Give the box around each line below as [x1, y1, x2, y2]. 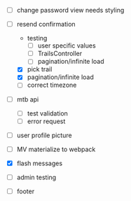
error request [27, 117, 66, 125]
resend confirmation [16, 20, 76, 29]
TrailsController [37, 49, 83, 58]
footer [16, 187, 35, 195]
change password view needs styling [16, 6, 125, 14]
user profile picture [16, 131, 72, 139]
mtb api [16, 95, 39, 104]
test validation [27, 109, 68, 118]
